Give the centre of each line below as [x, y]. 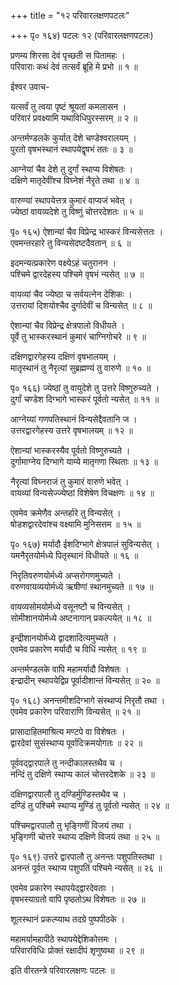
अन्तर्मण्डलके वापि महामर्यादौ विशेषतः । [70, 669]
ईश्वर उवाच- [30, 86]
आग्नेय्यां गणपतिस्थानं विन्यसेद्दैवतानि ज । [74, 419]
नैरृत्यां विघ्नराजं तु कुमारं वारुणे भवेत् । [70, 481]
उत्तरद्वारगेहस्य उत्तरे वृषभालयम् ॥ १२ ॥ [71, 430]
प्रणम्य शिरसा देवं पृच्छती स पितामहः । [68, 55]
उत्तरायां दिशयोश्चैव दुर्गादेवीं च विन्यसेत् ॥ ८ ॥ [81, 305]
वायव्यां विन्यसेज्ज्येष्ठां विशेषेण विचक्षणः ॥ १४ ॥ [82, 493]
